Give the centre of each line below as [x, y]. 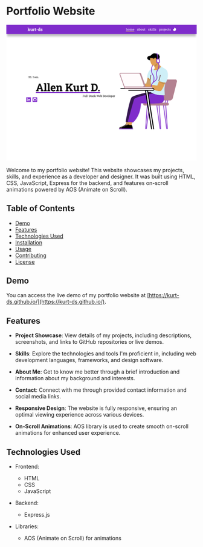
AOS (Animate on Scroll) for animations [73, 538]
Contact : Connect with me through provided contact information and [101, 390]
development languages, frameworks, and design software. [89, 360]
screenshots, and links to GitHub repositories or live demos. [89, 342]
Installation [29, 242]
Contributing [31, 255]
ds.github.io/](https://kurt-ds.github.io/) [56, 302]
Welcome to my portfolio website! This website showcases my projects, [95, 170]
